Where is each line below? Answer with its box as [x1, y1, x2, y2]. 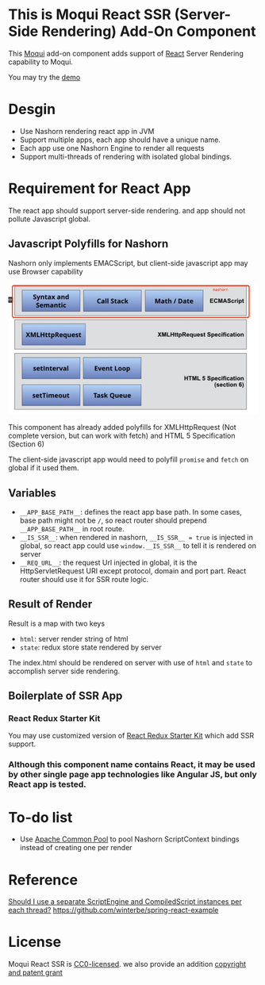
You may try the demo [8, 72, 81, 82]
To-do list [8, 808, 73, 826]
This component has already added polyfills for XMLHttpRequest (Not [8, 423, 236, 432]
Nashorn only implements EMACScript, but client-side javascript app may [8, 258, 248, 267]
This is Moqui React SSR [8, 6, 172, 24]
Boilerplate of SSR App [8, 689, 123, 703]
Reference [8, 871, 78, 889]
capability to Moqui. [8, 57, 74, 67]
